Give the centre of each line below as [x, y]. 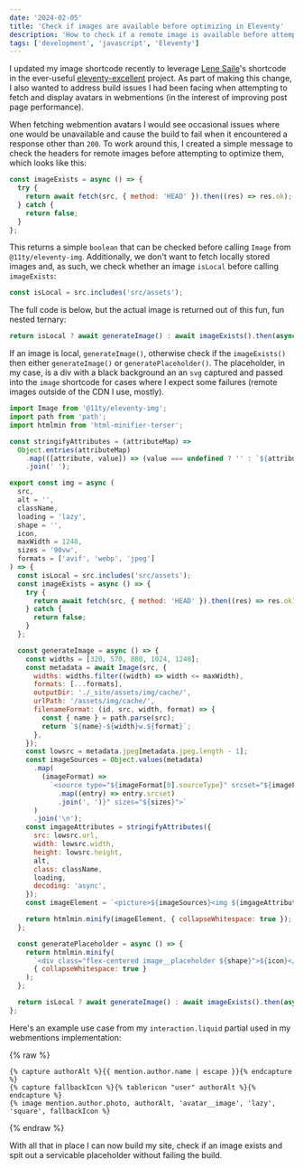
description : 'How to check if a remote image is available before [139, 34]
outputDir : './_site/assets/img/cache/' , [112, 693]
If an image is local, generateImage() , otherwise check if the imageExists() [148, 354]
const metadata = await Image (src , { [96, 667]
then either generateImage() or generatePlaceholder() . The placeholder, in [147, 363]
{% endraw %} [37, 1127]
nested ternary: [38, 320]
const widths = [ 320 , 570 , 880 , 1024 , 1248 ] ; [113, 659]
